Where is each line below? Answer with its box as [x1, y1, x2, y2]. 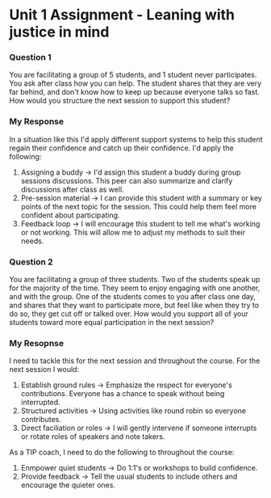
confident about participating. [20, 210, 120, 220]
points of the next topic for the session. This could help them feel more [20, 201, 257, 211]
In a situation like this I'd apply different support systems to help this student [9, 134, 263, 144]
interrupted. [20, 398, 60, 407]
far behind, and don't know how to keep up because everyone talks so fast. [9, 87, 261, 97]
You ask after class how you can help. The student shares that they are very [9, 78, 262, 88]
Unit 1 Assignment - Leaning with [9, 6, 236, 24]
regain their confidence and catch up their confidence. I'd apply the [9, 143, 234, 153]
